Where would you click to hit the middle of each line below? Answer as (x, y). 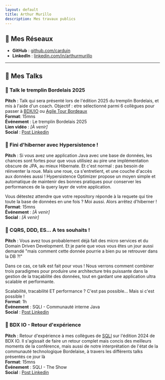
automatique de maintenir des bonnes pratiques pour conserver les (73, 182)
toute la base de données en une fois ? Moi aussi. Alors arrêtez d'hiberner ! (81, 202)
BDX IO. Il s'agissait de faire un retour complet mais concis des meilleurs (78, 341)
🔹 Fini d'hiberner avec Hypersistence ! (52, 145)
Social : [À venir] (22, 218)
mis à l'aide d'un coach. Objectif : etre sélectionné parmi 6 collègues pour (80, 106)
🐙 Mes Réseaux (29, 39)
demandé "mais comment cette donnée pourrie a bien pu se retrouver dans (82, 251)
